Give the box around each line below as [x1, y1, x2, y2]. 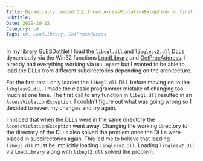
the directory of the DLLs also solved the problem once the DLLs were [6, 129, 181, 136]
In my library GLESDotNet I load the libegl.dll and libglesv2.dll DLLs [6, 48, 185, 55]
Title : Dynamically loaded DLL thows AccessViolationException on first [6, 8, 193, 15]
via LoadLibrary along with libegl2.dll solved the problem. [6, 148, 155, 156]
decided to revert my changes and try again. [6, 104, 117, 112]
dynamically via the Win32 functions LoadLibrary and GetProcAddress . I [6, 54, 186, 62]
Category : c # [6, 25, 39, 32]
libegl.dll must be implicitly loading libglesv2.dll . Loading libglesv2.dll [6, 142, 195, 149]
